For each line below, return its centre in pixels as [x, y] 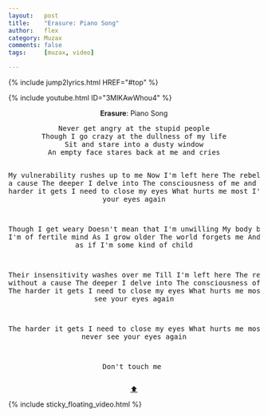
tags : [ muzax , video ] [51, 53]
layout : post [33, 16]
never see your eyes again [134, 337]
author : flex [33, 30]
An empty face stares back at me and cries [134, 152]
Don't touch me [132, 366]
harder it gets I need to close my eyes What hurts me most [128, 191]
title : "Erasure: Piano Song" [64, 23]
